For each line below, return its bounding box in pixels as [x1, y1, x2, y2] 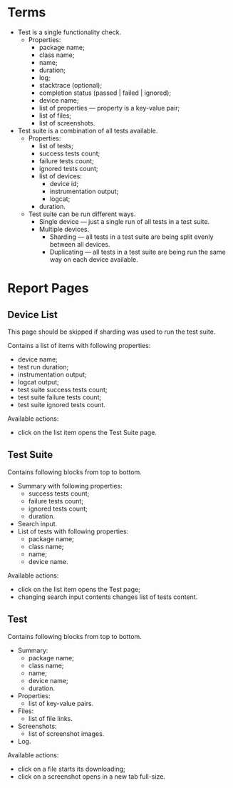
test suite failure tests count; [17, 393, 102, 401]
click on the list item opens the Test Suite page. [17, 428, 157, 436]
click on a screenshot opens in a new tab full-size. [17, 772, 166, 781]
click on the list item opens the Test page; [17, 585, 140, 593]
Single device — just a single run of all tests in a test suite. [38, 217, 210, 225]
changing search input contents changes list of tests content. [17, 593, 198, 601]
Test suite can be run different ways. [28, 210, 136, 218]
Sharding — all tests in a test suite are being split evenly [49, 232, 214, 241]
